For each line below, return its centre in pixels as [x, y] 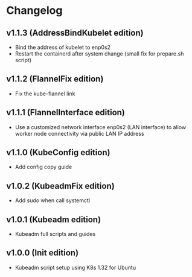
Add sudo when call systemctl [53, 200]
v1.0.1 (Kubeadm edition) [54, 219]
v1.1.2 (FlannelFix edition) [55, 79]
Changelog [34, 11]
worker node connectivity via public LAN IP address [79, 133]
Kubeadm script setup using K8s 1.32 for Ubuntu [75, 267]
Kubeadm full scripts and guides [55, 234]
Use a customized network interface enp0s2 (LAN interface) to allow [100, 127]
